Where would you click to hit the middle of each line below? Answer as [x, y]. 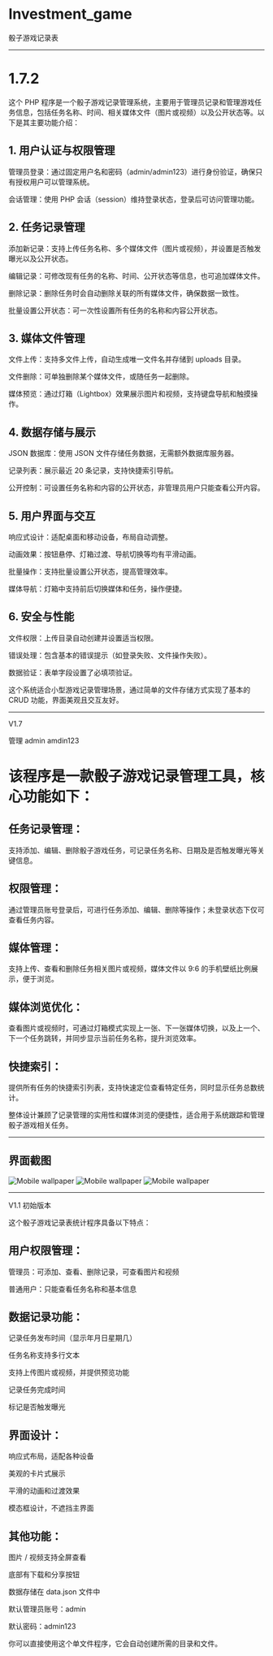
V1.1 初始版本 [30, 1205]
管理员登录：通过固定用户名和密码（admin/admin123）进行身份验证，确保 [132, 171]
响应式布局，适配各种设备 [51, 1456]
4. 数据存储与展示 [52, 432]
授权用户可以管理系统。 [54, 182]
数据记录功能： [46, 1317]
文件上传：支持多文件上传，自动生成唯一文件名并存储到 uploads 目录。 [127, 359]
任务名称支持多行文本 [44, 1355]
